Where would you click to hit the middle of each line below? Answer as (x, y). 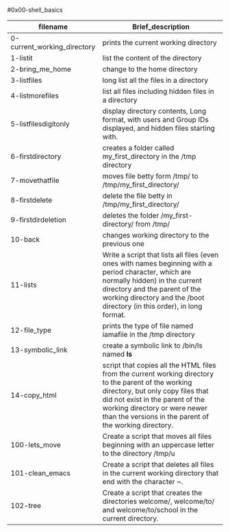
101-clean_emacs (40, 473)
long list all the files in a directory (155, 80)
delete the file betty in (137, 196)
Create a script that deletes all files (158, 465)
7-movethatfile (35, 180)
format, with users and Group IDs (155, 119)
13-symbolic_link (39, 350)
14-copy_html (34, 395)
